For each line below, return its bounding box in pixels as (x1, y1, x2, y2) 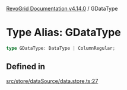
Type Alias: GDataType (6, 26, 122, 39)
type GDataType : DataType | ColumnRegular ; (6, 45, 116, 51)
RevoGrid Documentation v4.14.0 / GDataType (6, 5, 118, 12)
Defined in (6, 62, 46, 72)
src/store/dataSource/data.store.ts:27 (6, 77, 99, 85)
